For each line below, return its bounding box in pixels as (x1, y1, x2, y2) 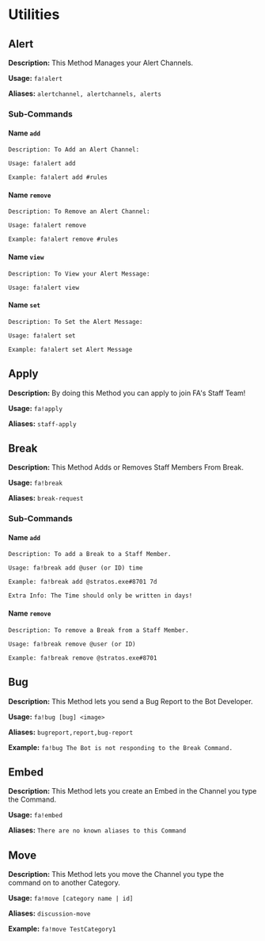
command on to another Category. (8, 878, 121, 888)
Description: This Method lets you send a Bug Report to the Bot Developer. (8, 696, 253, 706)
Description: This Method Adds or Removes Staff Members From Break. (8, 463, 244, 472)
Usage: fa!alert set (8, 331, 77, 340)
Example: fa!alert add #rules (8, 173, 108, 181)
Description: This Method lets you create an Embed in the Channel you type (8, 787, 257, 796)
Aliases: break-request (8, 493, 84, 503)
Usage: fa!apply (8, 403, 63, 413)
